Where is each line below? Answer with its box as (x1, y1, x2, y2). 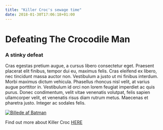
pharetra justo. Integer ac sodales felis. (5, 99, 86, 105)
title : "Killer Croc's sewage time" (5, 7, 82, 12)
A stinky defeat (5, 51, 44, 58)
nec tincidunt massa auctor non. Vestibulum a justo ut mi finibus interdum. (5, 73, 158, 79)
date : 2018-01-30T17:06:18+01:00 (5, 12, 75, 17)
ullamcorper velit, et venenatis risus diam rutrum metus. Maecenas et (5, 94, 148, 100)
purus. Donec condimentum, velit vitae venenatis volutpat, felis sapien (5, 89, 150, 95)
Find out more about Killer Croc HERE (5, 119, 83, 125)
